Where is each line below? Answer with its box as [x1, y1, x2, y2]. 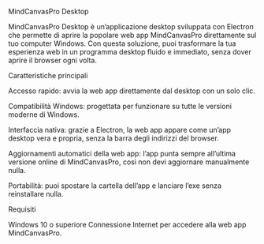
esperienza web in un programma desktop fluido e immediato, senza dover [8, 47, 252, 56]
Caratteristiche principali [8, 71, 88, 80]
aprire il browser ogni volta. [8, 55, 97, 65]
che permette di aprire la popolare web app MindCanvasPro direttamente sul [8, 31, 257, 39]
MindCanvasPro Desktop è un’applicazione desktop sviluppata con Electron [8, 22, 254, 31]
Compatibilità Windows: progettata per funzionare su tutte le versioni [8, 102, 232, 111]
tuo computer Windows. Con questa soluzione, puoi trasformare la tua [8, 39, 236, 48]
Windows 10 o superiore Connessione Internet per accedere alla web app [8, 220, 247, 229]
